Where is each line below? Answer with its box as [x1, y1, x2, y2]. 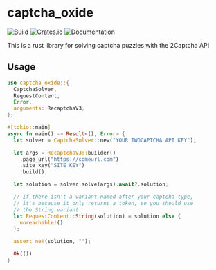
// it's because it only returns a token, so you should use [13, 200, 194, 206]
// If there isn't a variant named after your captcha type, [13, 193, 194, 200]
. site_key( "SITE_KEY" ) [19, 162, 85, 169]
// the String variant [13, 206, 79, 213]
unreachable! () [19, 219, 64, 226]
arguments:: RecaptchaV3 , [13, 105, 85, 112]
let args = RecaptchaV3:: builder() [13, 149, 116, 156]
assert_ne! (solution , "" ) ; [13, 238, 91, 245]
